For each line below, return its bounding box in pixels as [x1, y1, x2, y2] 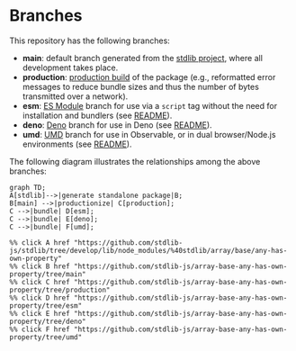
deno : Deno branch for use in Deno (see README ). [22, 119, 213, 130]
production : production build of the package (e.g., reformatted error [22, 71, 276, 82]
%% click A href [9, 238, 70, 247]
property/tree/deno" [9, 317, 87, 326]
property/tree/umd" [9, 332, 83, 342]
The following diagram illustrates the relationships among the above [9, 156, 261, 166]
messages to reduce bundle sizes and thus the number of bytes [22, 81, 259, 92]
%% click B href [9, 262, 70, 271]
